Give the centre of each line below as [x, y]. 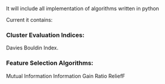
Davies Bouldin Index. [32, 48]
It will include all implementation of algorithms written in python [83, 9]
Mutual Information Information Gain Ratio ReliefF [66, 76]
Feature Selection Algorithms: [50, 63]
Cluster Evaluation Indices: [46, 35]
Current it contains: [29, 20]
